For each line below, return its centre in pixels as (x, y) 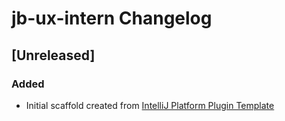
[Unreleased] (53, 55)
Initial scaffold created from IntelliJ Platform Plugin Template (150, 105)
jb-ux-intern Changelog (112, 18)
